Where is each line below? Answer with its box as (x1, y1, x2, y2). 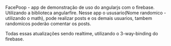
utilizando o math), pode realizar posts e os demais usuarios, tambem (5, 15, 153, 21)
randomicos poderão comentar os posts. (5, 20, 91, 27)
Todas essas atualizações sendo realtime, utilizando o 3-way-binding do (5, 31, 158, 36)
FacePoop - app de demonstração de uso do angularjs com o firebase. (5, 5, 155, 10)
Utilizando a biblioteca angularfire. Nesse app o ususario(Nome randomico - (5, 10, 166, 16)
